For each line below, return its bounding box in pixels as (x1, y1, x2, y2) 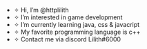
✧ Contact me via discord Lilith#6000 (13, 35, 121, 43)
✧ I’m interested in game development (13, 13, 123, 21)
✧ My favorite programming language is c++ (13, 28, 141, 36)
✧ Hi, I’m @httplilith (13, 6, 69, 14)
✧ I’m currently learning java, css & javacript (13, 21, 140, 28)
